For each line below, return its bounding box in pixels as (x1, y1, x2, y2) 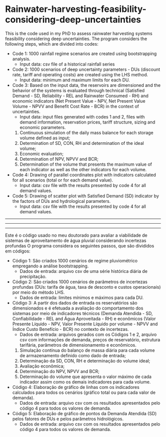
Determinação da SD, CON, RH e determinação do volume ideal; (19, 358, 151, 364)
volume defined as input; (19, 135, 71, 141)
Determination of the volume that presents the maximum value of (19, 161, 152, 167)
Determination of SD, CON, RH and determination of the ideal (19, 140, 144, 146)
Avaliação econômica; (19, 363, 65, 369)
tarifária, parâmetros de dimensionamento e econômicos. (19, 342, 137, 348)
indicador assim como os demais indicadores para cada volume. (19, 378, 151, 385)
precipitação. (19, 273, 47, 279)
